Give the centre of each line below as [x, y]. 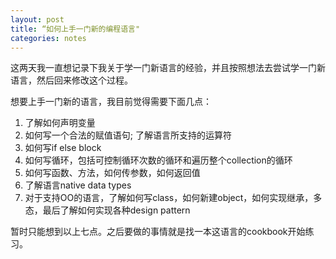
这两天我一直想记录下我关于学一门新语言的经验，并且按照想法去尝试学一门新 [168, 68]
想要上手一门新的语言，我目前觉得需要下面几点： [111, 102]
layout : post [37, 19]
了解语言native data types [78, 185]
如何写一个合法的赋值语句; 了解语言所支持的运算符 [128, 135]
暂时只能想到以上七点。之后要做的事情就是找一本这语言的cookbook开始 [158, 232]
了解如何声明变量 [60, 123]
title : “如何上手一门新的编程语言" [75, 29]
